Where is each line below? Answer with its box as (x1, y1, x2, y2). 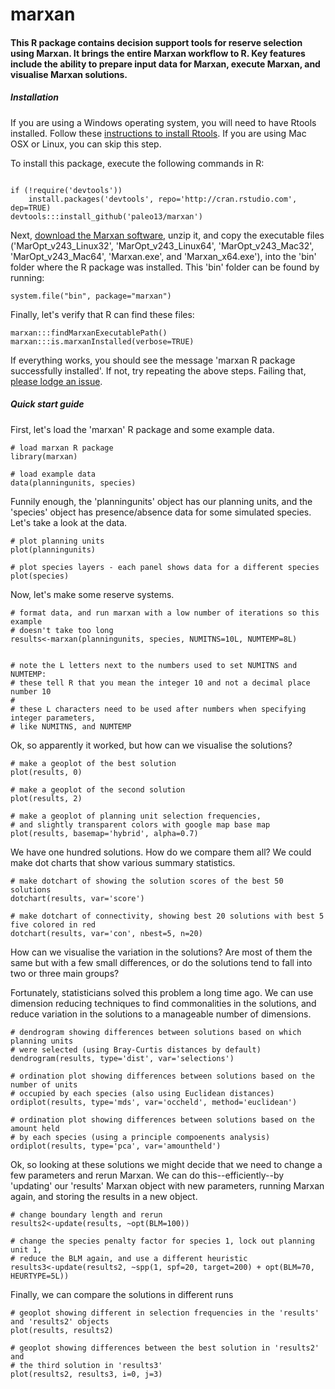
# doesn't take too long (10, 625, 114, 635)
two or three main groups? (10, 967, 120, 979)
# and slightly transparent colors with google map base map (10, 819, 271, 830)
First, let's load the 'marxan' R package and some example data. (10, 423, 275, 435)
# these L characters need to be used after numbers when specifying (10, 704, 307, 714)
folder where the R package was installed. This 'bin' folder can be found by (10, 261, 320, 273)
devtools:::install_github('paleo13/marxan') (10, 211, 203, 222)
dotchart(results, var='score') (10, 893, 145, 903)
